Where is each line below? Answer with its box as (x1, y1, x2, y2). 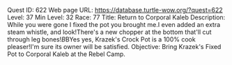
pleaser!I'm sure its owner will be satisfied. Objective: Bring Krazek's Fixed (7, 43, 222, 50)
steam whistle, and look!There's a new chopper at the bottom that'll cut (7, 28, 212, 36)
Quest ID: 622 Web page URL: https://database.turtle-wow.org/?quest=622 (7, 6, 223, 14)
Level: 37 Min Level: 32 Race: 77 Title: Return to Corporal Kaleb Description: (7, 13, 226, 21)
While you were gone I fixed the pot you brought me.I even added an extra (7, 21, 221, 28)
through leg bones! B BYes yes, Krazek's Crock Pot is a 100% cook (7, 35, 196, 44)
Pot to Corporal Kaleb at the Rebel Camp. (7, 50, 125, 58)
